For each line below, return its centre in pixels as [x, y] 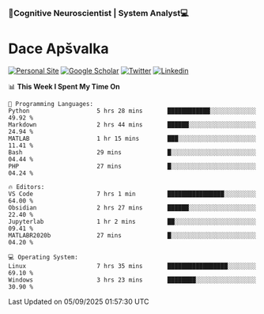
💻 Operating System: [43, 257]
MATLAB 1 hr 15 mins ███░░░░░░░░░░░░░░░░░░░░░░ [132, 138]
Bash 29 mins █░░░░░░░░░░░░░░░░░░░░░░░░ [132, 152]
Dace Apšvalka [58, 49]
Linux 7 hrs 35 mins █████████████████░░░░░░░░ [132, 266]
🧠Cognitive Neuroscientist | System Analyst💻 [99, 13]
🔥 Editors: [26, 187]
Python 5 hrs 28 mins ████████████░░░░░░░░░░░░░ [132, 111]
